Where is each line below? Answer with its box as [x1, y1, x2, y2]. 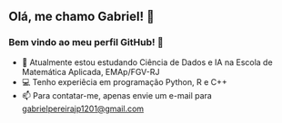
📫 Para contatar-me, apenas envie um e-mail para [21, 90, 213, 100]
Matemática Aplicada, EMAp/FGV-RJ [21, 66, 160, 77]
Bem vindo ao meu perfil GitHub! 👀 [8, 36, 165, 49]
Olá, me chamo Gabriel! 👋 [8, 9, 156, 24]
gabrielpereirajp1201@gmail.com [21, 103, 145, 114]
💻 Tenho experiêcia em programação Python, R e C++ [21, 76, 228, 87]
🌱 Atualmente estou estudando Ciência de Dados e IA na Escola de [21, 56, 274, 68]
